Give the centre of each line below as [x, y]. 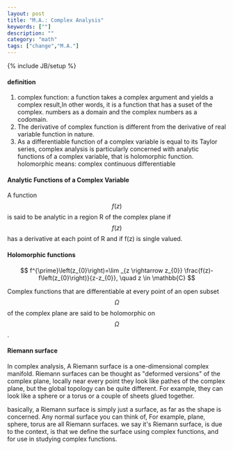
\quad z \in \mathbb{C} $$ [158, 278]
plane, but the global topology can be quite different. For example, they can [115, 388]
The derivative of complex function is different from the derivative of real [121, 127]
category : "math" [32, 40]
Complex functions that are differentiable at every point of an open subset [113, 291]
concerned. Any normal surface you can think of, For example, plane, [106, 417]
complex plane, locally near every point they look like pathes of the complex [116, 381]
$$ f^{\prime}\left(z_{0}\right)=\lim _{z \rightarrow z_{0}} [102, 270]
